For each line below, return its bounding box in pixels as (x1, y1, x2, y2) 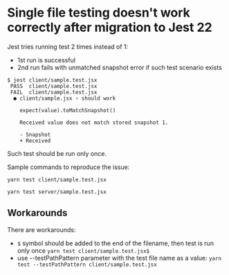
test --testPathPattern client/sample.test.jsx (17, 261, 157, 268)
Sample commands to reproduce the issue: (7, 163, 130, 171)
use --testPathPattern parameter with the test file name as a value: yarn (17, 254, 222, 262)
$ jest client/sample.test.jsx (7, 76, 98, 84)
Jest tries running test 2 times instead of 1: (7, 42, 129, 51)
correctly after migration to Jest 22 (7, 19, 212, 35)
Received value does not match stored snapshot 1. (19, 119, 169, 126)
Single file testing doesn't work (7, 5, 190, 21)
